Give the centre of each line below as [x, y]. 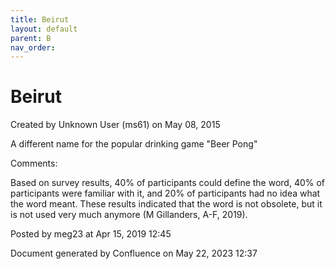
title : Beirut [40, 19]
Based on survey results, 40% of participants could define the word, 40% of [168, 183]
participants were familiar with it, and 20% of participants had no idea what [165, 193]
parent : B [31, 38]
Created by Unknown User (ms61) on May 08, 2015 [115, 125]
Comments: [34, 163]
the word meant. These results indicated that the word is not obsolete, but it [166, 204]
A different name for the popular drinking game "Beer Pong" [134, 144]
